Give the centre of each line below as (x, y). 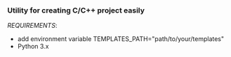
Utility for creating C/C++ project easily (76, 10)
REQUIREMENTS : (32, 26)
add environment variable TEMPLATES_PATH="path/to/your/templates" (121, 39)
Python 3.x (33, 47)
